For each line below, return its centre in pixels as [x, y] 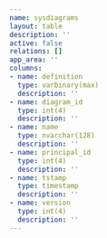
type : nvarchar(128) [56, 136]
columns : [26, 69]
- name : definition [46, 77]
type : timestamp [48, 186]
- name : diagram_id [46, 102]
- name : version [40, 203]
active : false [36, 43]
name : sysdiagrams [44, 18]
